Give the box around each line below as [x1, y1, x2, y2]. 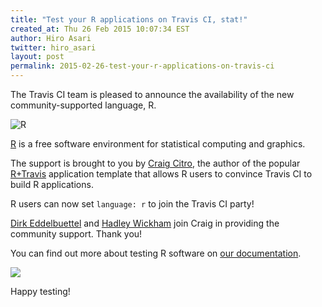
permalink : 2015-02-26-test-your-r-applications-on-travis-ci [10, 61, 275, 71]
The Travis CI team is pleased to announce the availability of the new [10, 89, 295, 100]
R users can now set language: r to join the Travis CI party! [10, 198, 255, 210]
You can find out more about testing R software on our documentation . [10, 247, 302, 259]
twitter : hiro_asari [10, 42, 97, 53]
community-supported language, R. [10, 99, 157, 111]
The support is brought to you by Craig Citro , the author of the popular [10, 157, 301, 169]
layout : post [10, 52, 65, 62]
